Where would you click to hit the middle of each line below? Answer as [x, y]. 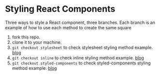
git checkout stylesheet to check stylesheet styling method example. [82, 47]
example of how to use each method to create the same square [68, 27]
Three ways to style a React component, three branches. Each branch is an [80, 22]
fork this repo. [26, 37]
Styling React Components [60, 9]
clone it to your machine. [37, 42]
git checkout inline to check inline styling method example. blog [78, 57]
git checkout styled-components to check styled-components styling [81, 63]
